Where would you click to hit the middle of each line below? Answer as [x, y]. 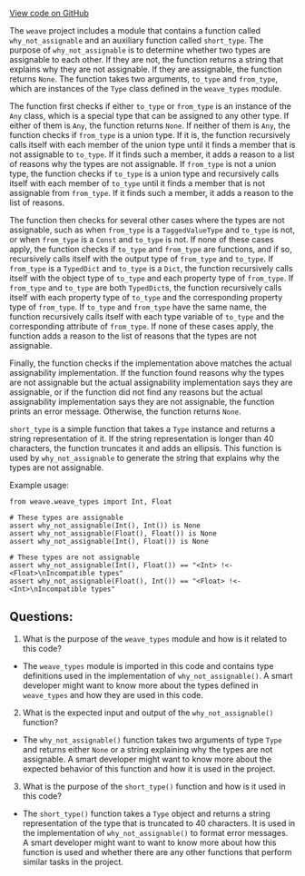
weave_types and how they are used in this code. [113, 694]
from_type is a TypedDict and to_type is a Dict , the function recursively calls [151, 268]
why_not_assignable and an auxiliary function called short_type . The [137, 40]
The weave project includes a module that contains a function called [135, 30]
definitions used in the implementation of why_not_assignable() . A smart [157, 675]
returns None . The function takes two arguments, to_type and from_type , [144, 79]
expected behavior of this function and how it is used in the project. [149, 768]
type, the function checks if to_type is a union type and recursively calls [144, 173]
